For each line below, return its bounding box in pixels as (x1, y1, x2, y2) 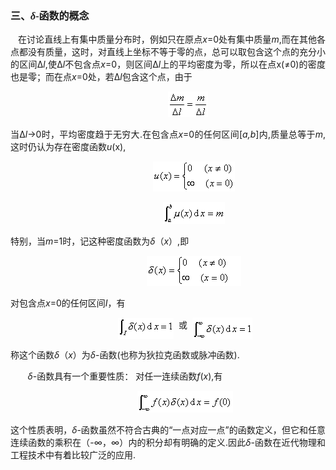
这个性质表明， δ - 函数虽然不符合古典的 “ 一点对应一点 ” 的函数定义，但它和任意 (10, 424, 327, 436)
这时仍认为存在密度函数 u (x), (10, 141, 127, 153)
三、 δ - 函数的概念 (10, 8, 90, 22)
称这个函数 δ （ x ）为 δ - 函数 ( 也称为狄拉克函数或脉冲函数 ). (10, 349, 240, 361)
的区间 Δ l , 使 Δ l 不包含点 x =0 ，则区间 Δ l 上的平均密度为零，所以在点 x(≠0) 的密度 (10, 58, 327, 71)
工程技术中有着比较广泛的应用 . (10, 449, 137, 461)
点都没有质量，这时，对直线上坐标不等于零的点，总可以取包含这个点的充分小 (10, 47, 326, 58)
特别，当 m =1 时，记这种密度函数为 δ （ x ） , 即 (10, 235, 190, 247)
